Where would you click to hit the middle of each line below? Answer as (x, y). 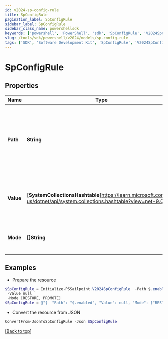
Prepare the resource (34, 280)
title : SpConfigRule (27, 15)
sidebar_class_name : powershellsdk (42, 29)
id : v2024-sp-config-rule (32, 10)
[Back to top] (18, 331)
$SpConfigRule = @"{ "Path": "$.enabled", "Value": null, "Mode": (77, 303)
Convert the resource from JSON (46, 313)
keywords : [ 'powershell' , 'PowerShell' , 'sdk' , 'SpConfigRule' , (73, 33)
